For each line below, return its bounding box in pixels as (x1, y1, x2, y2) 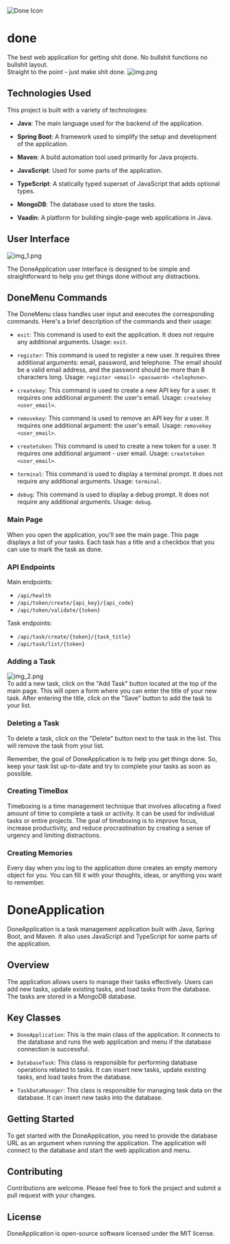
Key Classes (7, 1012, 62, 1024)
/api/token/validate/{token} (16, 607, 101, 614)
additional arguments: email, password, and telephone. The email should (16, 359, 222, 367)
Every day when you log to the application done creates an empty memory (7, 864, 218, 872)
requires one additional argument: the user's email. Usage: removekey (16, 422, 212, 430)
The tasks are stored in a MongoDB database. (7, 992, 137, 1001)
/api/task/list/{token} (16, 641, 86, 647)
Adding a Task (7, 656, 56, 666)
